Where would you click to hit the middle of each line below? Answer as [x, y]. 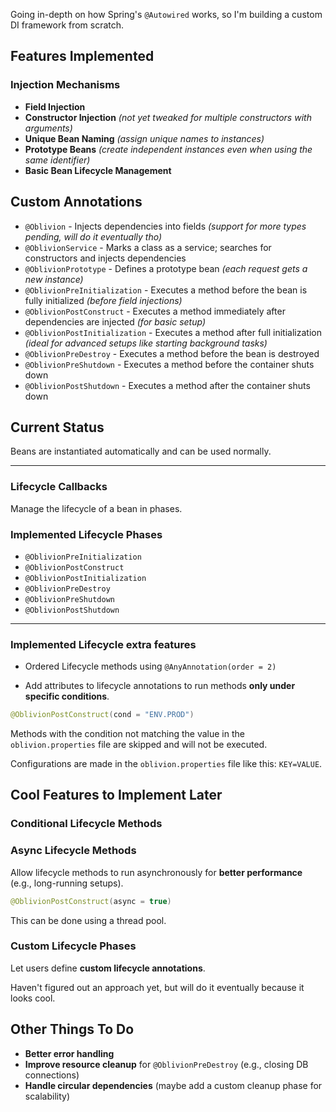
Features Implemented [82, 56]
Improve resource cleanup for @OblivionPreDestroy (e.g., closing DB [166, 1064]
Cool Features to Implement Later [116, 795]
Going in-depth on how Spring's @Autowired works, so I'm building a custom [166, 14]
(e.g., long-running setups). [67, 883]
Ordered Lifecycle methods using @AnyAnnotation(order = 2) [150, 666]
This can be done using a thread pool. [88, 920]
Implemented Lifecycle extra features [103, 644]
